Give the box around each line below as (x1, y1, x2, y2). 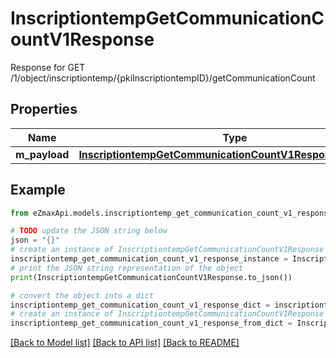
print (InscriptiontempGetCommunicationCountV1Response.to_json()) (10, 272, 293, 282)
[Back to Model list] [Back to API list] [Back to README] (10, 337, 240, 349)
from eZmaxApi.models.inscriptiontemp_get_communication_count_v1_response (10, 208, 333, 218)
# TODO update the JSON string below (10, 226, 168, 236)
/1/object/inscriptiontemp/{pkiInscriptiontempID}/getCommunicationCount (10, 72, 316, 84)
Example (10, 182, 66, 199)
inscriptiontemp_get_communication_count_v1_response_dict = (10, 300, 271, 310)
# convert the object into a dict (10, 290, 155, 301)
